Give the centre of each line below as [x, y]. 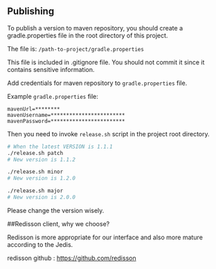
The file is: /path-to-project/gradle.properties [75, 48]
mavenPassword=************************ [66, 121]
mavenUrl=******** [34, 109]
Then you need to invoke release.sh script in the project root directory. [108, 133]
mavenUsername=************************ [66, 115]
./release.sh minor [35, 172]
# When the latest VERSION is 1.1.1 [60, 147]
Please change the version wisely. [56, 210]
